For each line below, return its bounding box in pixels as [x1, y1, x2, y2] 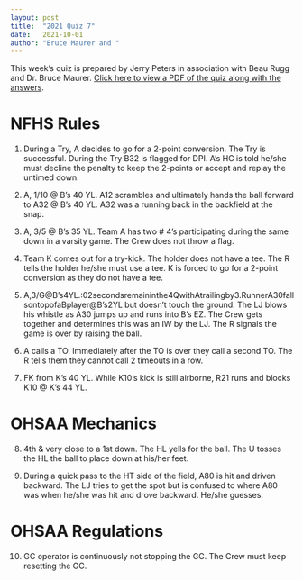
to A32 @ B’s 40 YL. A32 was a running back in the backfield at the [23, 199, 273, 210]
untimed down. [23, 172, 79, 183]
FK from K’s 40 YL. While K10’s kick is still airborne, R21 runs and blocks [23, 373, 291, 384]
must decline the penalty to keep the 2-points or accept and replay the [23, 163, 287, 174]
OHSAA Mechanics [10, 413, 157, 434]
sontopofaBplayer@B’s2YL [23, 299, 123, 311]
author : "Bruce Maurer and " [10, 38, 120, 48]
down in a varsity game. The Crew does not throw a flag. [23, 236, 234, 247]
